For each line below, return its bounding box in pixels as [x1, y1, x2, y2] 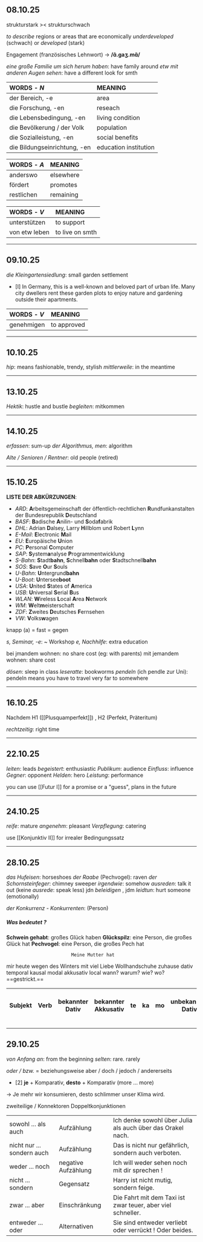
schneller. [112, 1208, 141, 1217]
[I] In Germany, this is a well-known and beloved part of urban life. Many [14, 283, 195, 290]
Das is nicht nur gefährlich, [112, 1141, 189, 1149]
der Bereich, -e [9, 93, 53, 102]
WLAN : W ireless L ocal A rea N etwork [14, 595, 108, 602]
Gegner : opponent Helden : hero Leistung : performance [6, 771, 144, 779]
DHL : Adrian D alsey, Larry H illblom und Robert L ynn [14, 524, 144, 531]
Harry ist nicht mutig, [112, 1176, 173, 1184]
